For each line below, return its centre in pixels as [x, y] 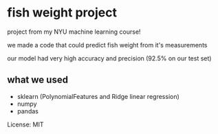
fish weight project [62, 13]
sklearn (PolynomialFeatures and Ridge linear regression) [98, 96]
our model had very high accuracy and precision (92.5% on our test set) [109, 58]
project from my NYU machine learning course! [74, 32]
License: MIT [25, 124]
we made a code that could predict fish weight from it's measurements [107, 45]
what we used [38, 80]
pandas [28, 111]
